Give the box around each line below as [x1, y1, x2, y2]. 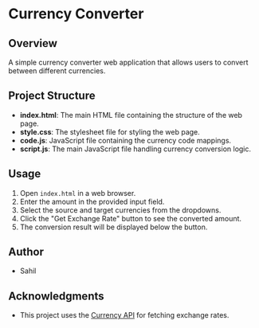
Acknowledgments [8, 289, 105, 303]
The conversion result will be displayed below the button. [19, 222, 208, 232]
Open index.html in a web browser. [19, 188, 136, 197]
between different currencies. [8, 66, 106, 76]
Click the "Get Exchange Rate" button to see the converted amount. [19, 213, 241, 223]
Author [8, 245, 44, 259]
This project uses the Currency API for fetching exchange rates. [19, 310, 230, 320]
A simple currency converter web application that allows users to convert [8, 57, 249, 67]
